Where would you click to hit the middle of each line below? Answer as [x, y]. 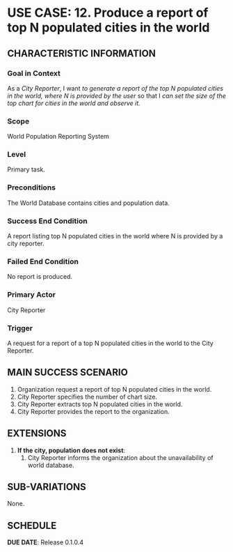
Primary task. [26, 169]
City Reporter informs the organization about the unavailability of [120, 457]
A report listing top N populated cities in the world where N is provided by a [115, 236]
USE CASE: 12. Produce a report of [108, 13]
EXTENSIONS [37, 434]
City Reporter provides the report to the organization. [94, 411]
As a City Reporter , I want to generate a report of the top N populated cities [115, 88]
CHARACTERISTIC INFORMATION [82, 53]
